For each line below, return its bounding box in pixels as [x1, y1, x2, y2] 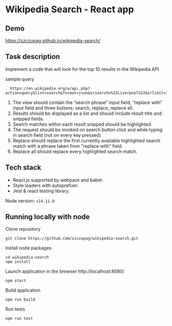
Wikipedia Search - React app [5, 4, 134, 15]
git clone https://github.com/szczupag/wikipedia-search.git [5, 236, 139, 241]
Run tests [5, 306, 26, 312]
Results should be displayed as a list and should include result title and [12, 110, 162, 116]
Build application [5, 287, 41, 293]
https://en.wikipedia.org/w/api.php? [10, 86, 91, 91]
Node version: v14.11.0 [5, 197, 55, 203]
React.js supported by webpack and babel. [12, 177, 103, 183]
